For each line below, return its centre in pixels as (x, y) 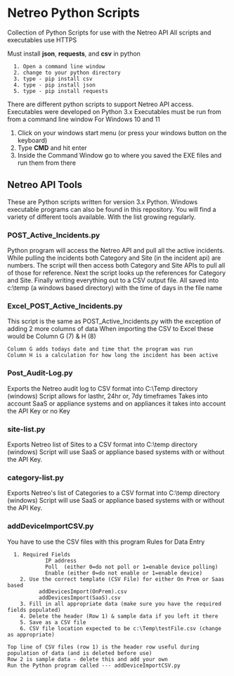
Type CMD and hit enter (52, 148)
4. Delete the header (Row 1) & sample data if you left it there (119, 616)
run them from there (46, 163)
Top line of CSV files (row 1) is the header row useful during (103, 647)
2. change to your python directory (67, 73)
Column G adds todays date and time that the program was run (100, 349)
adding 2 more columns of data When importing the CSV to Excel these (111, 329)
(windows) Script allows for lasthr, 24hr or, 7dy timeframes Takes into (108, 396)
